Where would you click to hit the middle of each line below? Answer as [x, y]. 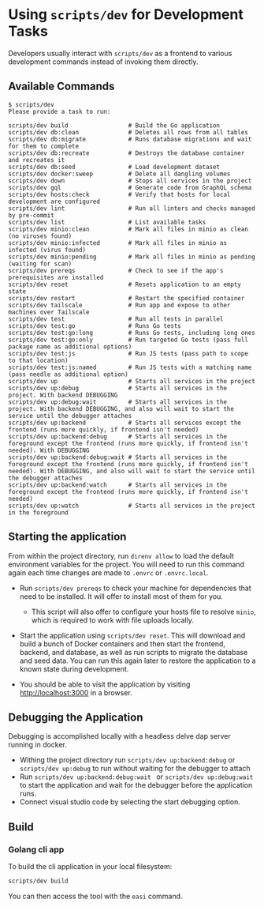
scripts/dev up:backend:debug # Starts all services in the [117, 436]
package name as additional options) [70, 346]
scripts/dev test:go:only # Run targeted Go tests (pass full [128, 340]
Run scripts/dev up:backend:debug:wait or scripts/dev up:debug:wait [136, 777]
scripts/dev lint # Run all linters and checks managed [132, 208]
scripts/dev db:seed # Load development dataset [114, 167]
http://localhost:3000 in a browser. [76, 692]
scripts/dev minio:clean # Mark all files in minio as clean [128, 229]
